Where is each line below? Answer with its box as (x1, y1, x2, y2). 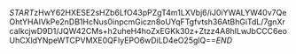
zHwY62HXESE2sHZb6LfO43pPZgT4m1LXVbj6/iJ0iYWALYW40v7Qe (34, 8, 287, 17)
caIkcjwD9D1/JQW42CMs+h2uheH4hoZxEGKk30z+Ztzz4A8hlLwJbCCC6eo (9, 26, 288, 36)
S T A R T (9, 8, 35, 17)
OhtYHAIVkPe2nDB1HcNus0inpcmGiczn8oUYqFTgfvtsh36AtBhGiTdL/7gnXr (9, 17, 285, 27)
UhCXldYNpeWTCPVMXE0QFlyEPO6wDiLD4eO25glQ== (9, 35, 217, 45)
